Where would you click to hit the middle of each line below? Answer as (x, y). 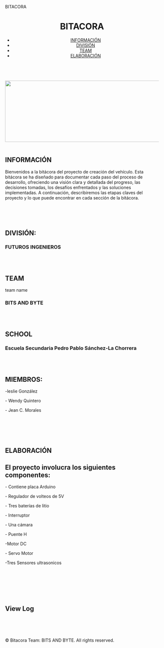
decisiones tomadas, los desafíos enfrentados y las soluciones (68, 187)
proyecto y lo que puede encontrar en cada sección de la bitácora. (72, 198)
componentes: (28, 475)
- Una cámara (19, 525)
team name (16, 290)
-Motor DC (16, 544)
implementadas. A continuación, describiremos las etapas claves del (74, 193)
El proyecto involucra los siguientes (60, 467)
